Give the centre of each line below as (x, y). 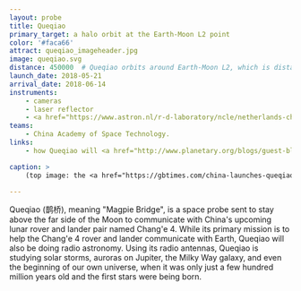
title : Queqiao (38, 26)
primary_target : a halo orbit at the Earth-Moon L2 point (120, 34)
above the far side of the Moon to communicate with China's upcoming (140, 219)
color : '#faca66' (42, 43)
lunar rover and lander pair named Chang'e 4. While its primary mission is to (150, 229)
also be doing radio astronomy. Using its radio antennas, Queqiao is (134, 248)
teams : (21, 126)
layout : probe (36, 17)
